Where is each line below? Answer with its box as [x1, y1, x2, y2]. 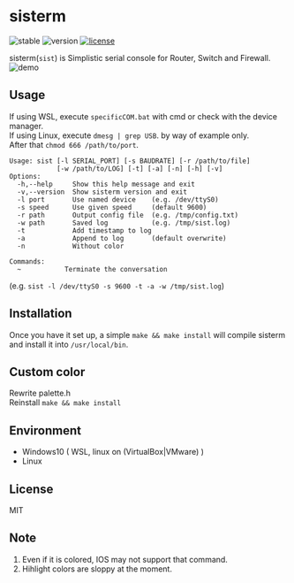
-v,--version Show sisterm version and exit [17, 188, 188, 196]
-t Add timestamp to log [17, 226, 152, 235]
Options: [9, 172, 41, 180]
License [9, 481, 54, 496]
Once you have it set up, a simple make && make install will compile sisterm [9, 329, 285, 340]
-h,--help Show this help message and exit [17, 180, 196, 188]
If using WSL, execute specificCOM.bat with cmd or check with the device [9, 111, 278, 121]
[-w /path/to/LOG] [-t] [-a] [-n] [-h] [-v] [56, 164, 223, 173]
